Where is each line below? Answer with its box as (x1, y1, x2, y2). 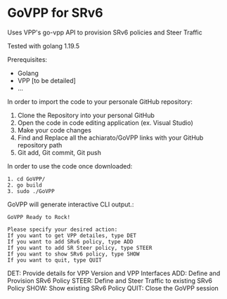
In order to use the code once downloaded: (7, 161, 133, 170)
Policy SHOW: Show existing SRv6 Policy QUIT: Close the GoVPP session (7, 284, 219, 292)
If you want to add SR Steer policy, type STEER (7, 244, 153, 251)
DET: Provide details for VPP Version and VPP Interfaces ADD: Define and (7, 269, 221, 277)
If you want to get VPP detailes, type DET (7, 232, 137, 239)
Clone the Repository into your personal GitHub (17, 111, 155, 119)
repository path (17, 140, 63, 149)
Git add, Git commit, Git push (17, 148, 102, 157)
